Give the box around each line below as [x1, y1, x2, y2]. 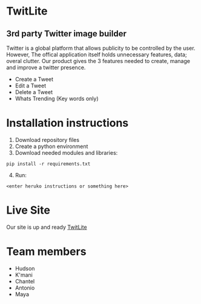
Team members [6, 245, 87, 258]
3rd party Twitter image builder [6, 29, 127, 39]
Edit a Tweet [15, 82, 47, 89]
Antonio [15, 284, 35, 291]
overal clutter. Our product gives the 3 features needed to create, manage [6, 58, 191, 64]
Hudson [15, 265, 35, 272]
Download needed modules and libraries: [15, 149, 118, 156]
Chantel [15, 277, 35, 285]
